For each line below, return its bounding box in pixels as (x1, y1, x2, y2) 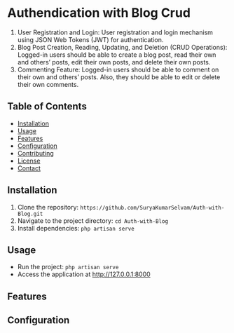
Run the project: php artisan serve (17, 263, 119, 271)
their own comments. (17, 80, 79, 88)
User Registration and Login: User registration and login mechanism (17, 28, 214, 36)
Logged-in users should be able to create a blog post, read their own (17, 50, 216, 59)
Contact (17, 163, 41, 172)
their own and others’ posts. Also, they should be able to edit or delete (17, 72, 221, 81)
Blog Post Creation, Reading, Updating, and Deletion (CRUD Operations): (17, 43, 228, 51)
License (17, 156, 41, 165)
